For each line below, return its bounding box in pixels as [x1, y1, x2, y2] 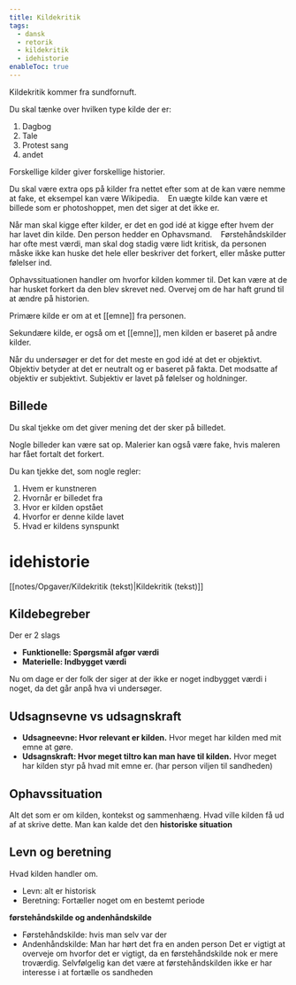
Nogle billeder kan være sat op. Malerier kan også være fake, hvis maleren [9, 439, 281, 450]
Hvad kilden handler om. [9, 868, 99, 879]
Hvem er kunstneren [21, 483, 97, 493]
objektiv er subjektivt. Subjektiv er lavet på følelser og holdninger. [9, 373, 247, 384]
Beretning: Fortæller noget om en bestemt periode [21, 895, 205, 905]
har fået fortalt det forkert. [9, 448, 104, 459]
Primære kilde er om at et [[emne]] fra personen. [9, 310, 186, 321]
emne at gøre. [21, 741, 73, 753]
